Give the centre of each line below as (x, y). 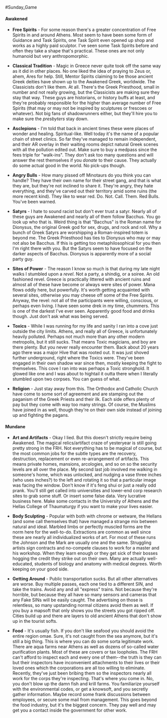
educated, (23, 564)
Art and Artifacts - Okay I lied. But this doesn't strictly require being (82, 438)
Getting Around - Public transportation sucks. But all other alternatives (85, 579)
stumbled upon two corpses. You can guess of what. (66, 379)
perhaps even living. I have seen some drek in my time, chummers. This (86, 306)
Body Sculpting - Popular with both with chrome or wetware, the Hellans (87, 516)
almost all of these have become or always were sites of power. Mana (84, 285)
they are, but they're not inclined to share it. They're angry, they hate (83, 186)
